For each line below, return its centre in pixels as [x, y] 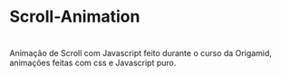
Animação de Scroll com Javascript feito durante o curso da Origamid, [140, 53]
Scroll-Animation [75, 17]
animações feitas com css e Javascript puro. [93, 63]
